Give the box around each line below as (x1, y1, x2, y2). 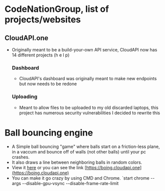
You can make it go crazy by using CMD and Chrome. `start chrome (11, 175, 150, 181)
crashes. (11, 154, 30, 160)
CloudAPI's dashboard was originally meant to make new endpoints (19, 76, 157, 82)
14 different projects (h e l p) (11, 52, 70, 58)
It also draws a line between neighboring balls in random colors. (11, 159, 142, 165)
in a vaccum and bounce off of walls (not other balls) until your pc (11, 148, 146, 154)
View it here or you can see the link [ (11, 164, 87, 170)
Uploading (11, 93, 38, 100)
